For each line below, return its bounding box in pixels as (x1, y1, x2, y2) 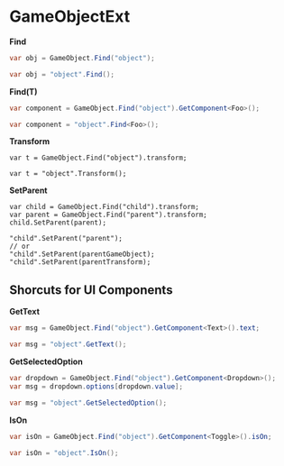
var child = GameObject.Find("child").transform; (9, 203, 200, 212)
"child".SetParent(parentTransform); (9, 258, 151, 267)
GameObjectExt (9, 6, 131, 27)
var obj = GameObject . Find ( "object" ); (9, 53, 155, 62)
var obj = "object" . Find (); (9, 69, 115, 78)
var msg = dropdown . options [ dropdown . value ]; (9, 381, 183, 391)
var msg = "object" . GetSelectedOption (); (9, 398, 168, 407)
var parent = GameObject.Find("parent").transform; (9, 210, 207, 220)
